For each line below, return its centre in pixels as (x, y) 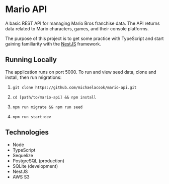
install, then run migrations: (33, 77)
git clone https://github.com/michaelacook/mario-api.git (74, 87)
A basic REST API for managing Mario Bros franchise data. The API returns (82, 23)
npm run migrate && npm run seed (48, 107)
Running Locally (31, 60)
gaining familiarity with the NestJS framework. (53, 43)
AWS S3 (21, 177)
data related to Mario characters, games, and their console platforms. (77, 28)
